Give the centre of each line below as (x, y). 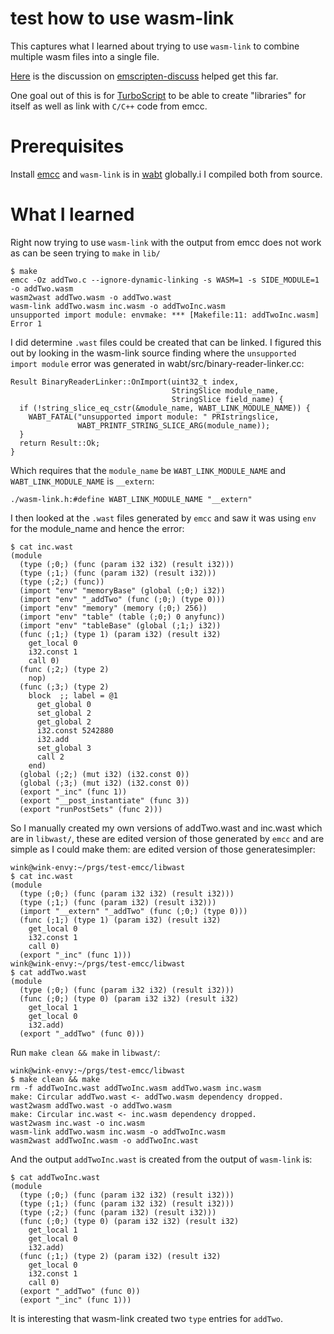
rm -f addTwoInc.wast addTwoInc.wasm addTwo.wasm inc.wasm (136, 1088)
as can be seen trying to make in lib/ (85, 253)
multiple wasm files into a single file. (85, 56)
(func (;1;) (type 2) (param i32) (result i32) (120, 1256)
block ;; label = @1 (73, 695)
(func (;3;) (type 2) (64, 687)
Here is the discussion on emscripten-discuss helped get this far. (144, 76)
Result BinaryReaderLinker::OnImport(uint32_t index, (125, 382)
